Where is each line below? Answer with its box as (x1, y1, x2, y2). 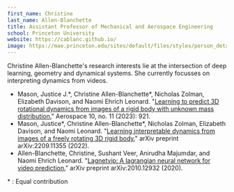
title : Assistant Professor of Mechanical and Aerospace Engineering (7, 23, 214, 30)
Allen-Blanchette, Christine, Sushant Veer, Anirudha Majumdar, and (17, 149, 210, 157)
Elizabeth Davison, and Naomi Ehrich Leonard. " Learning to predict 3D (17, 97, 219, 105)
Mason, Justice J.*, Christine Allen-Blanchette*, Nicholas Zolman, (17, 90, 205, 98)
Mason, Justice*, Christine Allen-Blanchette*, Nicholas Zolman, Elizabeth (17, 120, 226, 127)
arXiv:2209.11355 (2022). (17, 142, 90, 150)
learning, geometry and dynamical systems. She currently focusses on (7, 69, 210, 77)
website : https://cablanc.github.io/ (7, 36, 117, 43)
